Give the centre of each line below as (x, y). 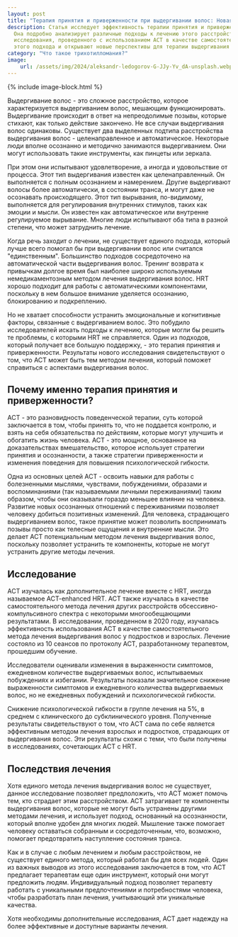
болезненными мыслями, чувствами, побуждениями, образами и (107, 484)
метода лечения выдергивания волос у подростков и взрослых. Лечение (119, 636)
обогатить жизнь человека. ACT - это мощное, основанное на (102, 441)
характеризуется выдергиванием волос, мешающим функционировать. (116, 108)
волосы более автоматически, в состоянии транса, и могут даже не (111, 189)
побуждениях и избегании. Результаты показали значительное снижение (119, 680)
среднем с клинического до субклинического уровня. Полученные (109, 717)
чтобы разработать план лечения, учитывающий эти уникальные (106, 897)
